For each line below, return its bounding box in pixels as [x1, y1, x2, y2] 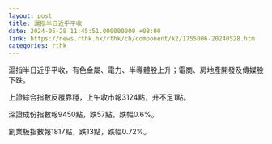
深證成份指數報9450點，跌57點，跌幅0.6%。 [8, 110, 159, 120]
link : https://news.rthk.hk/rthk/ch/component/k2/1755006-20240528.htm [8, 34, 255, 43]
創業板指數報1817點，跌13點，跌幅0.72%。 [8, 127, 151, 137]
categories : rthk [8, 42, 67, 50]
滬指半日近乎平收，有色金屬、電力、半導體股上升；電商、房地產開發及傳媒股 [8, 66, 264, 75]
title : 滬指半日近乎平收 [8, 19, 83, 28]
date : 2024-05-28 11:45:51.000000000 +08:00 [8, 27, 161, 35]
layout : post [8, 11, 53, 20]
